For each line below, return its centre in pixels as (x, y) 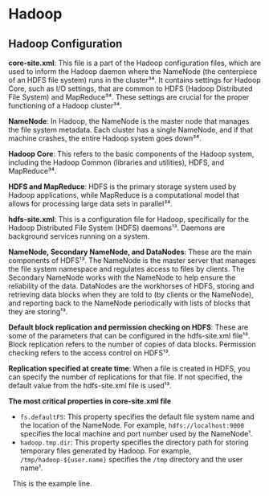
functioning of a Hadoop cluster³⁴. (65, 106)
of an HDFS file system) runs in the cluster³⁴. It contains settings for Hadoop (134, 80)
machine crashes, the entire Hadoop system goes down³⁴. (105, 138)
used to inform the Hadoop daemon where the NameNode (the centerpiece (133, 72)
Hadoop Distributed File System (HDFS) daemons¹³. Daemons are (117, 228)
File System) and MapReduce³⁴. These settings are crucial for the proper (129, 97)
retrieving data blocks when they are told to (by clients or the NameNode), (131, 295)
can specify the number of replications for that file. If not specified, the (126, 377)
